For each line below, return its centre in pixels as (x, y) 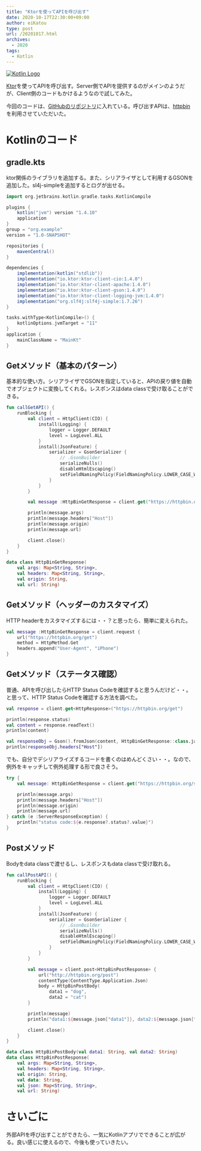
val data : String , (40, 1080)
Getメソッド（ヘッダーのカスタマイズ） (80, 605)
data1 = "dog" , (68, 992)
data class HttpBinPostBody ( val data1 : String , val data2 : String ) (92, 1052)
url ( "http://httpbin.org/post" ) (78, 975)
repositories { (25, 246)
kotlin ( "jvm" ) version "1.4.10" (57, 213)
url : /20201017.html (32, 34)
